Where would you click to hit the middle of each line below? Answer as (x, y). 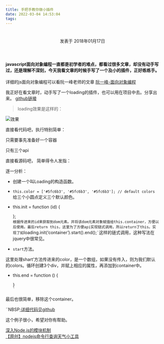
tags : (11, 19)
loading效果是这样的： (40, 109)
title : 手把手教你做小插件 (30, 10)
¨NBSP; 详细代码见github (30, 310)
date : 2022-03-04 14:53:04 (33, 14)
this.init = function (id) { (36, 207)
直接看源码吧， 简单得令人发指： (38, 161)
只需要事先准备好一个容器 (31, 140)
